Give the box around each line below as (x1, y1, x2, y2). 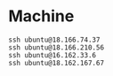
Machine (8, 6, 75, 27)
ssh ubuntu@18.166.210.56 (8, 42, 104, 52)
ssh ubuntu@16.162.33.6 (8, 50, 97, 59)
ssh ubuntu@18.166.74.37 (8, 35, 101, 44)
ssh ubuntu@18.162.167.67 (8, 58, 104, 67)
